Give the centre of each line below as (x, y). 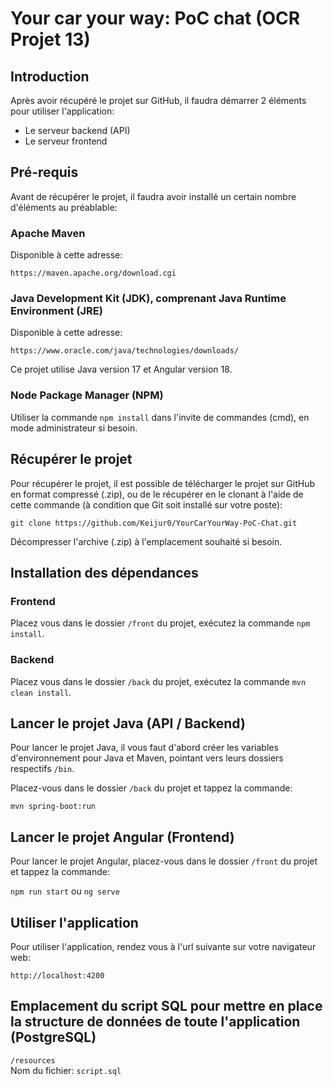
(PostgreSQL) (53, 1037)
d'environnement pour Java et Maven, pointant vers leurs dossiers (147, 758)
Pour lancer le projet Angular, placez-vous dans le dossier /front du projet (164, 861)
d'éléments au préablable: (64, 207)
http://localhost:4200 (57, 975)
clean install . (41, 692)
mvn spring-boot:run (53, 807)
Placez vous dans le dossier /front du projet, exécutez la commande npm (160, 623)
